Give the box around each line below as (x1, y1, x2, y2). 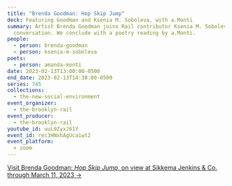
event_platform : (7, 138, 54, 145)
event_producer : (7, 112, 54, 119)
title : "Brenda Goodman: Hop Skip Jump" (7, 10, 126, 17)
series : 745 (7, 81, 41, 87)
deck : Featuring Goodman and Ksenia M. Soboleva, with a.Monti (7, 17, 193, 23)
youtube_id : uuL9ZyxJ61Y (7, 125, 79, 132)
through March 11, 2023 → (7, 171, 82, 179)
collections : (7, 87, 45, 94)
